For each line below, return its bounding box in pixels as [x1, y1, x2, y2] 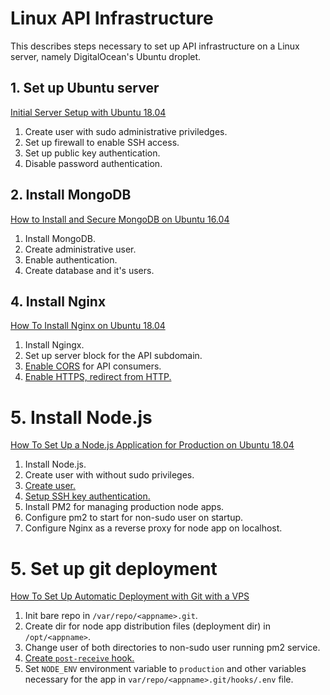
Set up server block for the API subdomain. [24, 350, 203, 362]
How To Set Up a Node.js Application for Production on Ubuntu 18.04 [10, 439, 295, 451]
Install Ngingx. [24, 339, 85, 351]
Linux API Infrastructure [10, 7, 214, 30]
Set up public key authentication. [24, 147, 161, 159]
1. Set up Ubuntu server [10, 80, 160, 97]
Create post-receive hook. [24, 652, 135, 664]
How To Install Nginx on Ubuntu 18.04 [10, 320, 166, 332]
